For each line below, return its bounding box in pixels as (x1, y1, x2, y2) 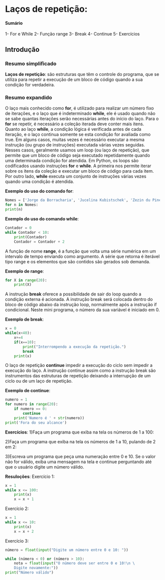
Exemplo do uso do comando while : (5, 216, 79, 221)
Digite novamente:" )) (14, 566, 58, 571)
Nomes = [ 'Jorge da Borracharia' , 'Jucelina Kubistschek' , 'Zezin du (5, 198, 151, 203)
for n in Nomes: (5, 202, 38, 208)
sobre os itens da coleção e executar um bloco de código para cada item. (5, 168, 154, 174)
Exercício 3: (5, 538, 29, 544)
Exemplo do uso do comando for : (5, 188, 74, 194)
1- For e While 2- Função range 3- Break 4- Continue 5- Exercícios (5, 31, 140, 37)
